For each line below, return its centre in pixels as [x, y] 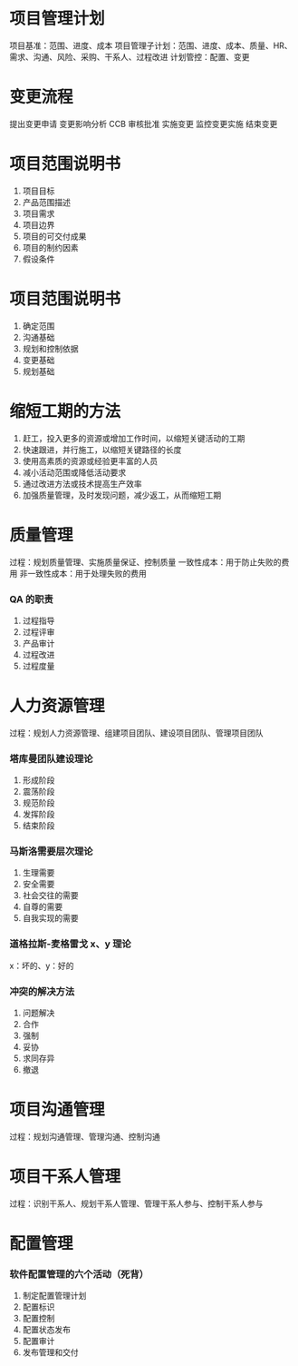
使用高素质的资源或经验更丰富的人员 [90, 460]
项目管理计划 [58, 19]
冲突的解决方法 [42, 991]
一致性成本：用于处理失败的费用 [87, 573]
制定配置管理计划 [54, 1296]
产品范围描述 [46, 202]
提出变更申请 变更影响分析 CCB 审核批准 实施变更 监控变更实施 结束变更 [144, 124]
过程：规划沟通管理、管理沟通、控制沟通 [85, 1136]
